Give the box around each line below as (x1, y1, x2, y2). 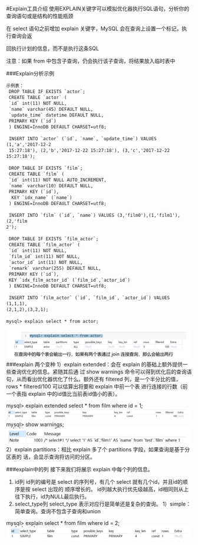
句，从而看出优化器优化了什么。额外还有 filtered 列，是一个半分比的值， (6, 375, 181, 382)
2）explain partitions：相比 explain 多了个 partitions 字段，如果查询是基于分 (6, 446, 190, 453)
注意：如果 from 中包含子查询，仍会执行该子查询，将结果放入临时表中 (6, 58, 176, 64)
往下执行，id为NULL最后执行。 (14, 493, 90, 500)
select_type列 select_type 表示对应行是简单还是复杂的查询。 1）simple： (14, 500, 192, 508)
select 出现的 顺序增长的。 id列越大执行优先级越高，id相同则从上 (31, 485, 189, 493)
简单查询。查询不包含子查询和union (14, 508, 101, 515)
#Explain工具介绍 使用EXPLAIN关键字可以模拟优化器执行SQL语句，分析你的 (6, 5, 190, 12)
